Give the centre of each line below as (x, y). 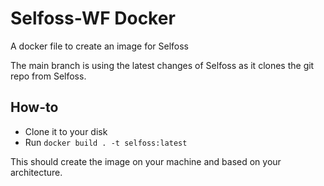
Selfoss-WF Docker (93, 18)
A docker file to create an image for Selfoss (100, 46)
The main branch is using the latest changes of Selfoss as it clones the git (162, 65)
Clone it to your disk (66, 131)
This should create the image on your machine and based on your (146, 161)
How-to (34, 107)
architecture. (36, 172)
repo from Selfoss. (48, 76)
